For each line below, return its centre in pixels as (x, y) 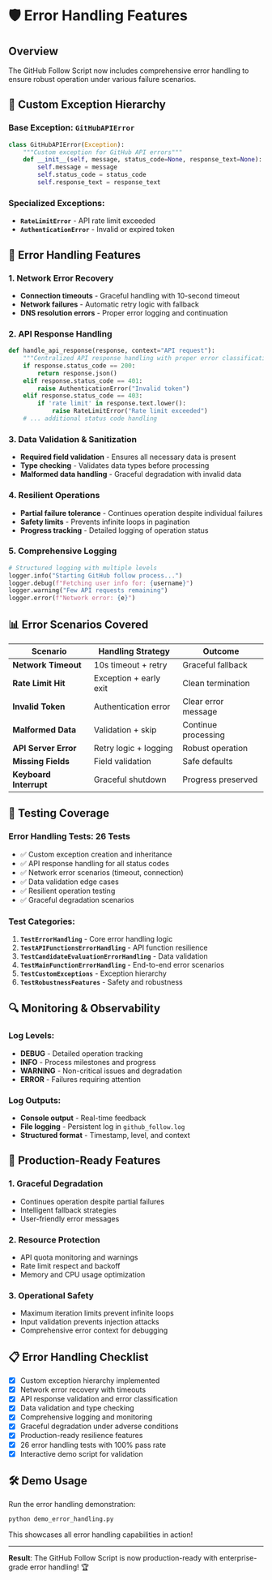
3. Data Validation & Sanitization (73, 439)
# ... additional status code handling (90, 419)
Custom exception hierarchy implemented (90, 1380)
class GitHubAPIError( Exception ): (67, 144)
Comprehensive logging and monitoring (86, 1417)
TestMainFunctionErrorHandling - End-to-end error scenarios (122, 965)
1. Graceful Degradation (56, 1183)
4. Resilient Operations (54, 496)
